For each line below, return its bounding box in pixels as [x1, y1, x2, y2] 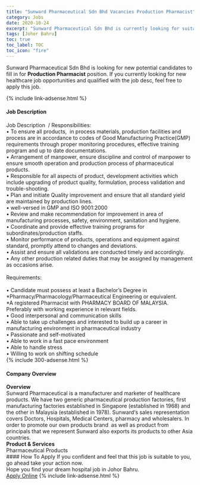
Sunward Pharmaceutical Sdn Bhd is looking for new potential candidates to [6, 64, 192, 71]
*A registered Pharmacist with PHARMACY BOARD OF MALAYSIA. [6, 299, 168, 306]
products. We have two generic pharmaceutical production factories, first [6, 396, 186, 403]
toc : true [6, 36, 31, 42]
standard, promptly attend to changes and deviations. [6, 242, 138, 249]
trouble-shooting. [6, 185, 49, 192]
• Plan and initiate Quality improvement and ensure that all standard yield [6, 191, 186, 198]
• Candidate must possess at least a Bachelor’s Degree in [6, 286, 148, 293]
